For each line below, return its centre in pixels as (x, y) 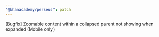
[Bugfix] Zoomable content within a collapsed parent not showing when (79, 24)
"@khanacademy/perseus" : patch (38, 10)
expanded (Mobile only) (30, 29)
